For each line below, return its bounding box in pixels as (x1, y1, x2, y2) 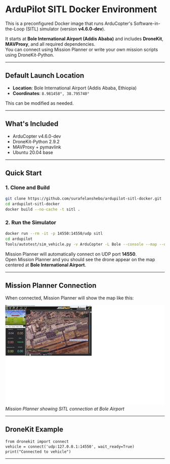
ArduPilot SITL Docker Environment (5, 4, 157, 15)
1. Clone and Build (5, 184, 50, 191)
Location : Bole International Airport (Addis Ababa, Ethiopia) (12, 85, 137, 91)
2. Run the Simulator (5, 219, 57, 226)
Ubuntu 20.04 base (12, 149, 53, 156)
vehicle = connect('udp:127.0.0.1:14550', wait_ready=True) (5, 444, 135, 449)
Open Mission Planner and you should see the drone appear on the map (5, 256, 155, 262)
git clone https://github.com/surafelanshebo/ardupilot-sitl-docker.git (5, 196, 162, 201)
